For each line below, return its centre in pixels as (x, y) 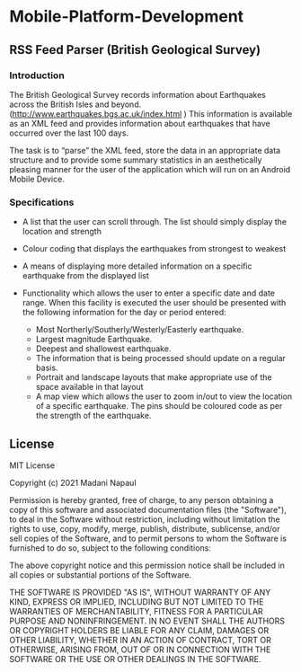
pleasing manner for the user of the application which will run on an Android (150, 169)
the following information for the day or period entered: (124, 313)
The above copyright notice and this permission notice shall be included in (147, 565)
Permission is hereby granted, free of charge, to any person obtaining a (142, 500)
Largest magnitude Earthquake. (94, 340)
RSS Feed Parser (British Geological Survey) (135, 50)
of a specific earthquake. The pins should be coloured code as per (159, 406)
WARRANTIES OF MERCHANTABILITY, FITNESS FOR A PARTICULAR (136, 611)
